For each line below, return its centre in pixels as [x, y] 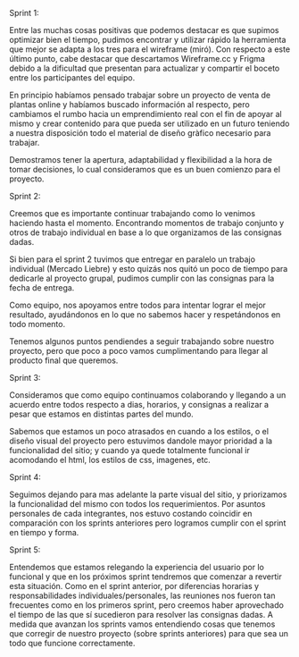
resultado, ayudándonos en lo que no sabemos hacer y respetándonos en [145, 315]
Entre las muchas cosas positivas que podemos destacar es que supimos [144, 30]
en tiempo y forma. [44, 532]
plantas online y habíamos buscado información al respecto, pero [129, 105]
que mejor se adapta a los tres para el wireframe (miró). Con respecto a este [150, 49]
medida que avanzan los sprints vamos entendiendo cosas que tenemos [142, 624]
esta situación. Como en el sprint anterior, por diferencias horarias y [134, 586]
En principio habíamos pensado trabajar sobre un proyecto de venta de [140, 95]
